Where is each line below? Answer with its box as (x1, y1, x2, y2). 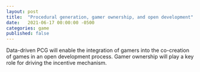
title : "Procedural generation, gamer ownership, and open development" (6, 14, 194, 20)
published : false (6, 31, 50, 37)
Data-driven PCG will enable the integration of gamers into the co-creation (6, 47, 190, 54)
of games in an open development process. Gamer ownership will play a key (6, 53, 194, 60)
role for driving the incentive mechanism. (6, 60, 107, 67)
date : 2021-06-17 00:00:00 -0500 (6, 19, 95, 25)
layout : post (6, 8, 39, 15)
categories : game (6, 25, 50, 31)
